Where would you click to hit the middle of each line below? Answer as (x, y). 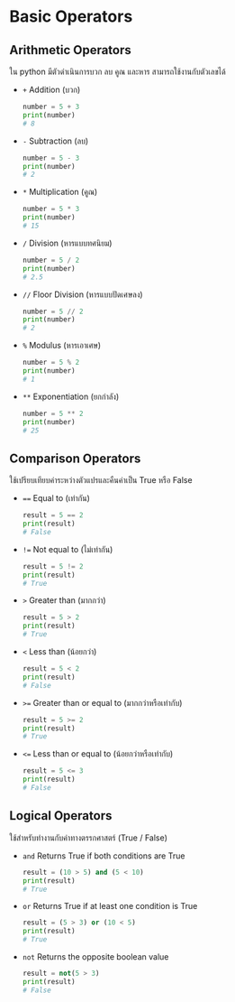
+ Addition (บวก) (51, 89)
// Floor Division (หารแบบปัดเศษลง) (82, 294)
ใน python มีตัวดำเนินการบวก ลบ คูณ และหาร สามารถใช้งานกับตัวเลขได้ (118, 71)
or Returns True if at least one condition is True (110, 906)
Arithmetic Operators (71, 50)
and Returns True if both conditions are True (104, 856)
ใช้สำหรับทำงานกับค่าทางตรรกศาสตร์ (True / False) (89, 838)
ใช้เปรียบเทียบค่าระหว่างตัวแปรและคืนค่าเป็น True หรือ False (101, 480)
